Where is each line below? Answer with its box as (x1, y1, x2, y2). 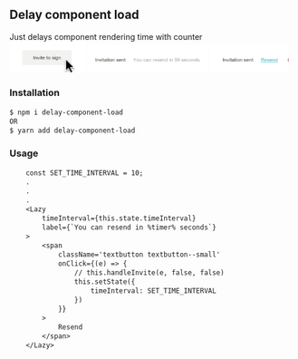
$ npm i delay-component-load (9, 108, 124, 117)
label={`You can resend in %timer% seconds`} (42, 223, 217, 232)
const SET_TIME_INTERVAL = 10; (25, 169, 144, 178)
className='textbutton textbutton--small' (57, 250, 221, 259)
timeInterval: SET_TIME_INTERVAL (90, 286, 217, 296)
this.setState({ (73, 277, 136, 286)
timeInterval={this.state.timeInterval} (42, 214, 197, 223)
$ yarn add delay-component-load (9, 126, 136, 135)
